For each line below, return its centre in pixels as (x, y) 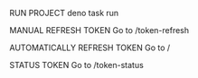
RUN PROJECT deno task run (64, 13)
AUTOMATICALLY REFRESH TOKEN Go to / (90, 48)
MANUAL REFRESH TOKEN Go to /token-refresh (99, 30)
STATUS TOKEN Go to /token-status (77, 65)
